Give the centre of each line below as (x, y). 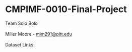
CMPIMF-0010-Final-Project (66, 9)
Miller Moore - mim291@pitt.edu (39, 34)
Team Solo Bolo (21, 23)
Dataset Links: (20, 44)
